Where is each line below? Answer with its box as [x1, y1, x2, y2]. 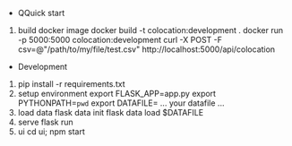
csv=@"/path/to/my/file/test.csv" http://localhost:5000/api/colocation [17, 44, 276, 55]
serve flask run [17, 116, 73, 127]
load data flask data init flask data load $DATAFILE [17, 107, 204, 117]
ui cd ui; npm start [17, 126, 85, 137]
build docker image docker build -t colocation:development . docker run [17, 25, 284, 35]
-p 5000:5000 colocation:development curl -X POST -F [17, 35, 222, 45]
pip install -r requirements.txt [17, 79, 125, 89]
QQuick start [17, 8, 65, 18]
